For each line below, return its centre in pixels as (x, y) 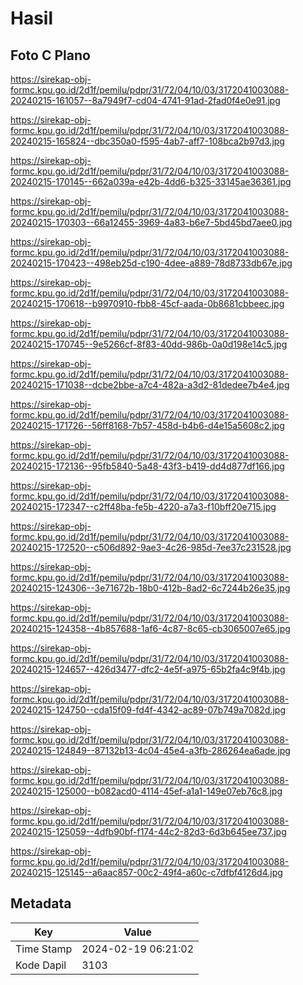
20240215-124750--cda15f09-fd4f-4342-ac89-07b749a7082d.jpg (148, 710)
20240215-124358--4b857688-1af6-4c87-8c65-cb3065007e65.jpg (150, 628)
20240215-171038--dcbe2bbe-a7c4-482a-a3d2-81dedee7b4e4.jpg (150, 385)
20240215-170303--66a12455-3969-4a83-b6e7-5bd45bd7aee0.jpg (151, 222)
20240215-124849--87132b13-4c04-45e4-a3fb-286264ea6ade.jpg (150, 750)
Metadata (41, 903)
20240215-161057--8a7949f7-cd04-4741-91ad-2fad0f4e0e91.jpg (145, 100)
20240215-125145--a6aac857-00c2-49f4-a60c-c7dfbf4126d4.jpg (146, 872)
